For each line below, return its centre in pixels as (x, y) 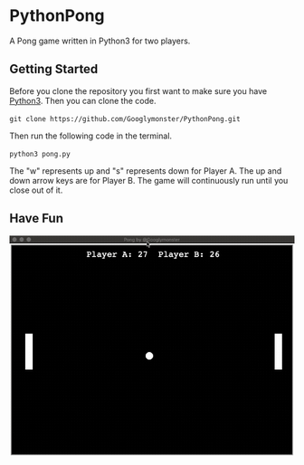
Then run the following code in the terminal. (91, 136)
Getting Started (54, 69)
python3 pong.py (40, 154)
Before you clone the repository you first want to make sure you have (138, 90)
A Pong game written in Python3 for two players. (100, 41)
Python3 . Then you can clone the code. (83, 100)
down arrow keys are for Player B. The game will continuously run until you (149, 180)
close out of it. (36, 190)
